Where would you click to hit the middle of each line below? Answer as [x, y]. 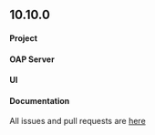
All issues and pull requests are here [77, 121]
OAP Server [32, 59]
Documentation [40, 100]
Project [24, 38]
